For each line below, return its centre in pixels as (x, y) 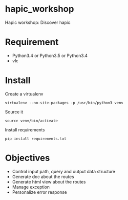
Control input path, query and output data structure (64, 171)
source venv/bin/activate (31, 121)
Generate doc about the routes (43, 177)
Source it (14, 112)
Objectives (28, 158)
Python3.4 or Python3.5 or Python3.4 (50, 55)
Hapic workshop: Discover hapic (38, 22)
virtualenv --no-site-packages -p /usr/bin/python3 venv (64, 103)
